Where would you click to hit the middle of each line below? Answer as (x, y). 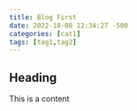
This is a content (39, 99)
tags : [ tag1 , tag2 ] (43, 42)
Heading (33, 77)
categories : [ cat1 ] (45, 33)
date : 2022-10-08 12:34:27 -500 (68, 26)
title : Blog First (43, 17)
